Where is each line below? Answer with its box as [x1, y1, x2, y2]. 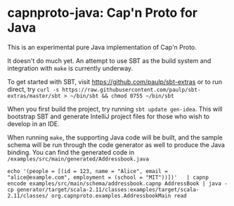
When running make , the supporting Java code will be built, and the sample [7, 133, 223, 142]
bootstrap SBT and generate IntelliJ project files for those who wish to [7, 112, 209, 121]
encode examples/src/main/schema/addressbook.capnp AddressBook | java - [7, 180, 228, 187]
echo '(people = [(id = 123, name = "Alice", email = [7, 167, 169, 174]
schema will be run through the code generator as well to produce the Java [7, 140, 225, 149]
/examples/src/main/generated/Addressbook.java [7, 156, 150, 163]
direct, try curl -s [7, 85, 60, 93]
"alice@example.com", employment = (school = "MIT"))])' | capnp [7, 174, 209, 181]
